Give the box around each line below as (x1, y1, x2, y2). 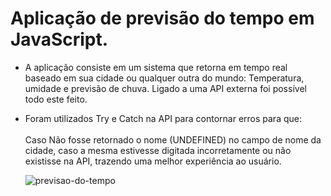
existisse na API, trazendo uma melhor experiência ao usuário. (24, 155, 282, 167)
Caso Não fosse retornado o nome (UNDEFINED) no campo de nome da (24, 133, 322, 146)
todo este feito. (24, 93, 88, 105)
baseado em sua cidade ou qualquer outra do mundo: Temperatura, (24, 72, 305, 84)
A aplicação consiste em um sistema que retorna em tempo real (24, 61, 288, 73)
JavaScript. (10, 28, 109, 51)
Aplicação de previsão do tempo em (10, 7, 315, 30)
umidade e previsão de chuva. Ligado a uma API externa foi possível (24, 82, 307, 94)
